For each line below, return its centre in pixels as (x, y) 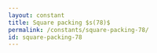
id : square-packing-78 (45, 37)
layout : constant (37, 15)
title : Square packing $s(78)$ (59, 23)
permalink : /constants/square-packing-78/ (78, 30)
